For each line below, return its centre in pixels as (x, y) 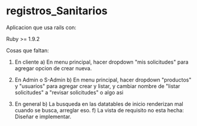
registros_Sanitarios (57, 11)
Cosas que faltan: (28, 50)
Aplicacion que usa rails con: (41, 27)
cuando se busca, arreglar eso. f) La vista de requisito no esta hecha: (99, 110)
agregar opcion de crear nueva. (53, 68)
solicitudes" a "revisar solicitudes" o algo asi (69, 92)
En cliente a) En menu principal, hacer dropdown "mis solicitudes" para (101, 62)
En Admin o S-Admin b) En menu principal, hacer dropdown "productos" (103, 80)
